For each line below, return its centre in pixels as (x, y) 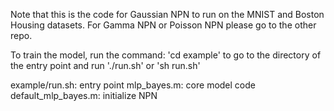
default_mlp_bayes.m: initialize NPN (84, 95)
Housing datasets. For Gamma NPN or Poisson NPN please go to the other (163, 25)
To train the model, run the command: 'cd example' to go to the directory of (166, 55)
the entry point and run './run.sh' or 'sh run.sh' (105, 65)
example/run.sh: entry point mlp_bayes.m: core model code (133, 85)
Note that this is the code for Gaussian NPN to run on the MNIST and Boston (167, 14)
